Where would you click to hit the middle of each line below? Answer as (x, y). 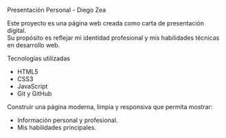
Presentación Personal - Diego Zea (57, 10)
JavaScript (32, 86)
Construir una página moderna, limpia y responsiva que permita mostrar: (110, 107)
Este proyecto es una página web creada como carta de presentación (106, 23)
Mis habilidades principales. (57, 127)
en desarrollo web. (34, 45)
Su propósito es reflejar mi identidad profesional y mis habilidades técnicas (113, 38)
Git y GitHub (34, 93)
